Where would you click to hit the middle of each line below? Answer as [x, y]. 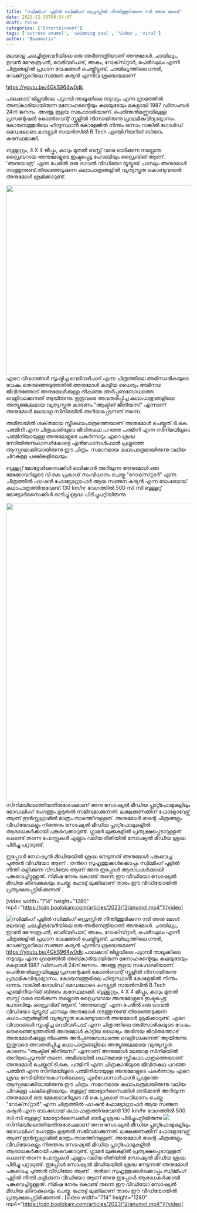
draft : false [22, 22]
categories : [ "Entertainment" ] [44, 28]
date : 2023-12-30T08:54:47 [39, 17]
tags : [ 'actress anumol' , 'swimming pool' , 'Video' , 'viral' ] [84, 34]
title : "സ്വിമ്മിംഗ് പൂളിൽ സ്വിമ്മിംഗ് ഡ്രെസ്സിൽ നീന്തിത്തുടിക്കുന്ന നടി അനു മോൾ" [94, 11]
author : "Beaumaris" [31, 39]
